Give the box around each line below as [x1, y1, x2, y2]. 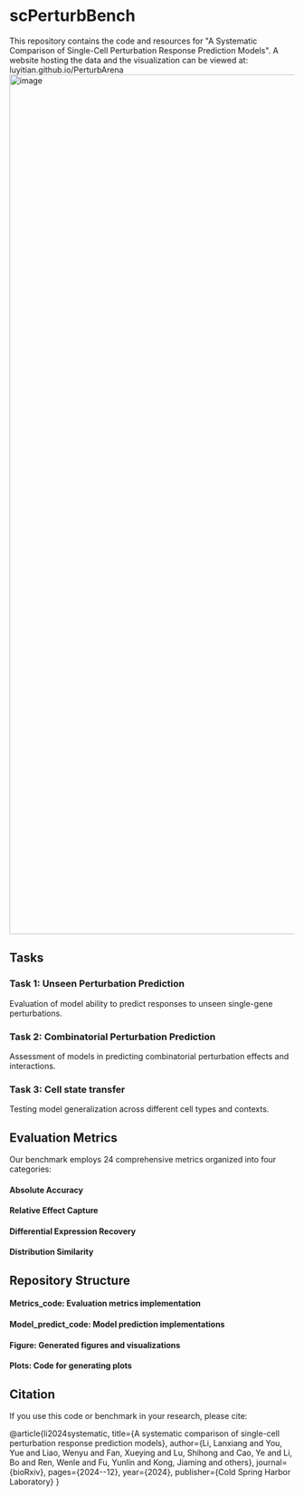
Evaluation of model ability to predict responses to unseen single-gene [9, 998, 273, 1009]
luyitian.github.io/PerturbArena [9, 64, 124, 75]
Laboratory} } [9, 1476, 60, 1487]
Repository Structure [9, 1272, 131, 1288]
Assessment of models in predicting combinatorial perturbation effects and [9, 1050, 290, 1061]
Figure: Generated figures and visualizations [9, 1339, 181, 1350]
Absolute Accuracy [9, 1184, 84, 1195]
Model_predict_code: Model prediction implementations [9, 1318, 225, 1329]
